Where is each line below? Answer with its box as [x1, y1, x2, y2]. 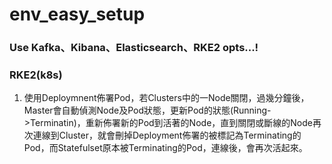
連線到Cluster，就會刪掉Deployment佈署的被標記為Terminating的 [32, 129, 302, 142]
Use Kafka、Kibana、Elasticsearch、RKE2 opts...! [9, 41, 259, 55]
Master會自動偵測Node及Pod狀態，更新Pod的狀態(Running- [23, 104, 272, 117]
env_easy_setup [9, 3, 146, 26]
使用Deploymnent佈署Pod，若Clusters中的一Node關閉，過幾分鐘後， [23, 92, 310, 104]
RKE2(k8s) [9, 68, 63, 82]
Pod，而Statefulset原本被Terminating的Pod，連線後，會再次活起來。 [23, 142, 308, 154]
